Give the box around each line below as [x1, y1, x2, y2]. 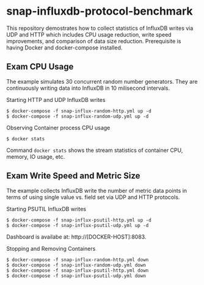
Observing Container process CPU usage [6, 124, 111, 131]
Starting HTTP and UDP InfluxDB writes [6, 96, 106, 103]
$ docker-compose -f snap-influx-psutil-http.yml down [6, 267, 149, 273]
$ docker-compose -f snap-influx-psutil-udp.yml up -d [6, 222, 149, 228]
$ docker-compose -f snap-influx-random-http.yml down [6, 256, 149, 263]
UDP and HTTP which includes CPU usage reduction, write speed [6, 31, 172, 38]
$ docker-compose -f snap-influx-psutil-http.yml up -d [6, 217, 151, 223]
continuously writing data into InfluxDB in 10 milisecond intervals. [6, 84, 170, 92]
